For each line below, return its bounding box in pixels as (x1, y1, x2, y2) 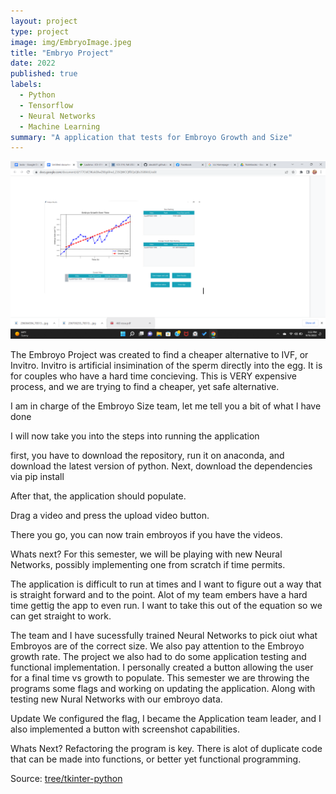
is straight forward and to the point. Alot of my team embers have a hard (10, 588, 308, 600)
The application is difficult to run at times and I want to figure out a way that (10, 578, 322, 590)
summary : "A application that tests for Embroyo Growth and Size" (10, 132, 293, 142)
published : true (10, 69, 78, 79)
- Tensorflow (19, 100, 74, 110)
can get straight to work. (10, 610, 112, 622)
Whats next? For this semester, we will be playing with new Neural (10, 548, 283, 560)
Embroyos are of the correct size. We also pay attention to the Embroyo (10, 640, 305, 652)
